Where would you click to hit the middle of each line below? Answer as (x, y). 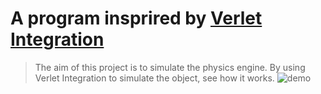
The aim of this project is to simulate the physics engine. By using (170, 67)
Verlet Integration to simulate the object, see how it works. (154, 78)
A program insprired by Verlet (136, 18)
